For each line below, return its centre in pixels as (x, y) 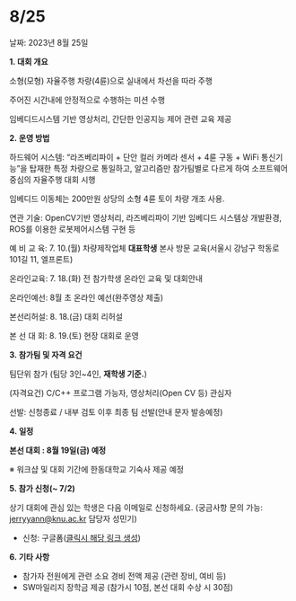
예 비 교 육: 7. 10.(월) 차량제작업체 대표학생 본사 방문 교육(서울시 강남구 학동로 (144, 248)
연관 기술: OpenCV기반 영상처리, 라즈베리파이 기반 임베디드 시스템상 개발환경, (146, 217)
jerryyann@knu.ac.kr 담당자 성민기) (73, 518)
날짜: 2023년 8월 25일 (49, 42)
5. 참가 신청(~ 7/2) (42, 488)
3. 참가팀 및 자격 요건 (46, 354)
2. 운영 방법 (30, 137)
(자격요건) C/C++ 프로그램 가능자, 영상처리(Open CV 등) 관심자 (121, 393)
